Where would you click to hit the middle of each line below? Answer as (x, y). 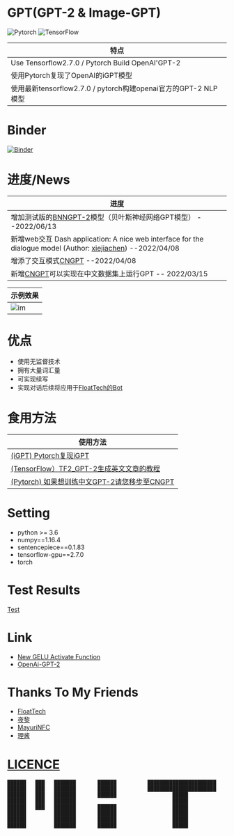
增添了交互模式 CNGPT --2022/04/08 (73, 260)
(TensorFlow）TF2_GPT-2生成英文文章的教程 (86, 468)
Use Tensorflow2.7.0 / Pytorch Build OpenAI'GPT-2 (96, 63)
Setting (29, 513)
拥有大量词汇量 (39, 370)
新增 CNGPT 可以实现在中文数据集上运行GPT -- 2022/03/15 (109, 274)
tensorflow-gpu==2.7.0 (50, 554)
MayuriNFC (34, 727)
